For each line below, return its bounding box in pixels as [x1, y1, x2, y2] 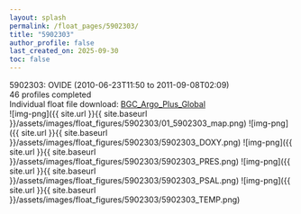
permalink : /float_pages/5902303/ [9, 22, 140, 31]
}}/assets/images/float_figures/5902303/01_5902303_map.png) [9, 118, 247, 129]
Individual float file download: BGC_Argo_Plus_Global [9, 99, 205, 109]
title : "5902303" [9, 30, 75, 39]
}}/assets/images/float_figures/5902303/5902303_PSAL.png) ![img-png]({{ [9, 175, 291, 185]
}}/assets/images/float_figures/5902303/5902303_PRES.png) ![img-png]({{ [9, 156, 291, 166]
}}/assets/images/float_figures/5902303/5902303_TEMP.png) [9, 194, 241, 205]
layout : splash [9, 13, 67, 22]
